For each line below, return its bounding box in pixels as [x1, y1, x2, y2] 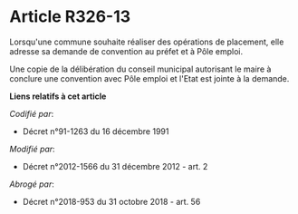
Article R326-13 [9, 6, 131, 27]
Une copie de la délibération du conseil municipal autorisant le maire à [9, 63, 272, 74]
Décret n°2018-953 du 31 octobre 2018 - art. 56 [22, 196, 201, 207]
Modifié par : [9, 143, 56, 154]
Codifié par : [9, 108, 54, 119]
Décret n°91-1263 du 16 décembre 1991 [22, 125, 169, 137]
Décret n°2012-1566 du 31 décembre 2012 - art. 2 [22, 160, 208, 171]
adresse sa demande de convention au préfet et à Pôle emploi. [9, 45, 243, 56]
